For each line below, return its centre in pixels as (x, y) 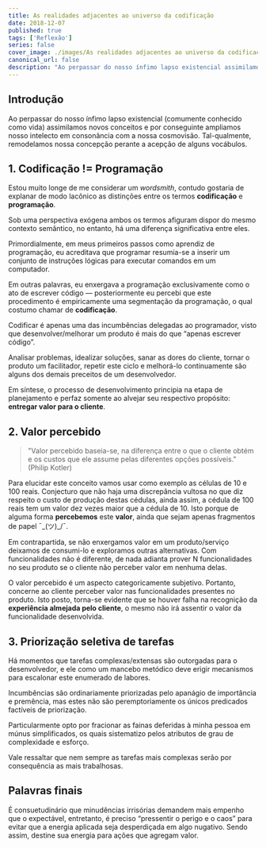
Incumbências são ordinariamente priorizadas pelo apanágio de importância (133, 693)
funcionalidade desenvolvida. (56, 617)
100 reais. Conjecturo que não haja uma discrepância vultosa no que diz (126, 491)
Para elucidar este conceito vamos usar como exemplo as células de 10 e (127, 483)
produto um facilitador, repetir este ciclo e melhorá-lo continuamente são (127, 366)
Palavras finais (46, 791)
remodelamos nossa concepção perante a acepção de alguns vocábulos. (128, 144)
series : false (32, 45)
